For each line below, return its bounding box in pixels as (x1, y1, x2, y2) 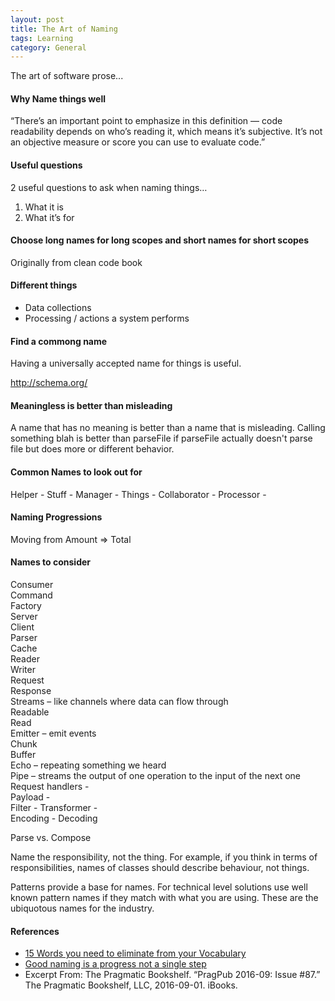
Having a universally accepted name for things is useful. (10, 357, 242, 370)
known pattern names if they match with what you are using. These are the (10, 892, 319, 904)
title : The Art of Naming (10, 24, 118, 34)
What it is (24, 201, 64, 213)
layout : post (10, 14, 65, 25)
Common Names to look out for (10, 466, 143, 478)
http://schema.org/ (10, 377, 88, 389)
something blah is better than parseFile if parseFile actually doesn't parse (10, 432, 313, 445)
